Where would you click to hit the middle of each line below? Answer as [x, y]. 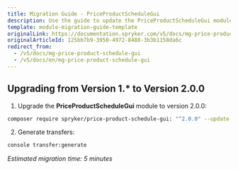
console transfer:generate [47, 145]
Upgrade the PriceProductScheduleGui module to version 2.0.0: [112, 106]
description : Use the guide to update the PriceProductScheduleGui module [120, 21]
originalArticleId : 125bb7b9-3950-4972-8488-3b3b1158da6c [95, 40]
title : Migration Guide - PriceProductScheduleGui [84, 14]
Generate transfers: [46, 132]
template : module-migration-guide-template [73, 27]
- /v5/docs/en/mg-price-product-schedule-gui [82, 60]
